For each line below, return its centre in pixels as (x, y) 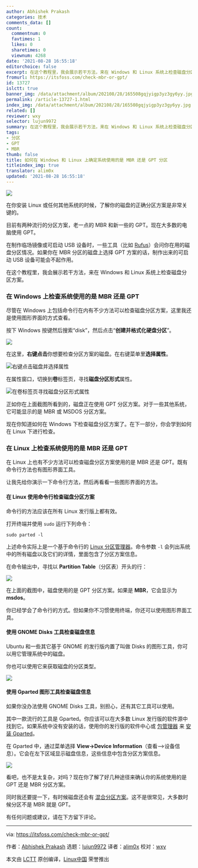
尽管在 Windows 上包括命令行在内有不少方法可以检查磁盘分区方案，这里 (94, 310)
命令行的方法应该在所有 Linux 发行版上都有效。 (63, 511)
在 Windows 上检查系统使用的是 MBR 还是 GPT (73, 296)
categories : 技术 (27, 17)
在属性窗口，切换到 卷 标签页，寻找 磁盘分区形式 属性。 (71, 379)
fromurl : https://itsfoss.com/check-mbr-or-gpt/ (67, 77)
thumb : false (22, 154)
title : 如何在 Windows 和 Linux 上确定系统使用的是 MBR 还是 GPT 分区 (87, 160)
